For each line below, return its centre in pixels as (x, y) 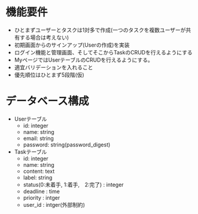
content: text (39, 171)
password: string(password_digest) (67, 145)
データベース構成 (47, 101)
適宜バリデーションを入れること (54, 67)
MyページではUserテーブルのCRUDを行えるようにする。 (83, 60)
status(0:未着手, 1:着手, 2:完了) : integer (73, 184)
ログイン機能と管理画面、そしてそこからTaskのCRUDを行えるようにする (103, 52)
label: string (38, 178)
